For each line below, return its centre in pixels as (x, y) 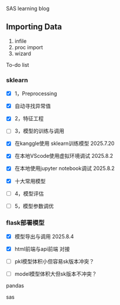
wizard (23, 53)
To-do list (18, 65)
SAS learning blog (28, 9)
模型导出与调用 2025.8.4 (44, 236)
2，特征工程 (29, 118)
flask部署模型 (25, 222)
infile (20, 41)
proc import (29, 47)
